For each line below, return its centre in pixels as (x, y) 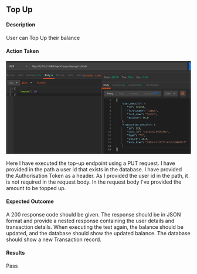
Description (21, 24)
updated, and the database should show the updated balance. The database (98, 233)
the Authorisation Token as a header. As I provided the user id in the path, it (97, 175)
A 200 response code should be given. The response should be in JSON (94, 214)
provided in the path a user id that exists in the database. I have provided (94, 169)
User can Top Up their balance (43, 38)
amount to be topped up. (36, 188)
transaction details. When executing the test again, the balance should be (95, 227)
